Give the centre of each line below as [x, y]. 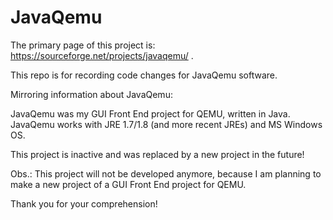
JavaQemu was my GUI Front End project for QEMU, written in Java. [150, 113]
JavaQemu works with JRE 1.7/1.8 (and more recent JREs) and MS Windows [166, 124]
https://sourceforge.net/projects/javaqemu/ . [102, 55]
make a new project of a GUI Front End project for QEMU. [128, 184]
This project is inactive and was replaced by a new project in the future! [157, 154]
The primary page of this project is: [83, 45]
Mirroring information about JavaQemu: [91, 94]
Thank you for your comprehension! [84, 203]
